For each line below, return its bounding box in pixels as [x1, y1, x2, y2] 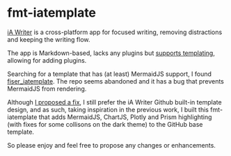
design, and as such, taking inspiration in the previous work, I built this [7, 105, 209, 114]
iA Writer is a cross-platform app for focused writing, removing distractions [7, 28, 223, 36]
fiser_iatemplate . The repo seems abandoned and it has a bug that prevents [7, 77, 225, 85]
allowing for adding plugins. [7, 56, 87, 64]
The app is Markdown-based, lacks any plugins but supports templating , [7, 49, 216, 57]
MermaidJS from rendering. [7, 84, 87, 93]
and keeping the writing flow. [7, 35, 90, 43]
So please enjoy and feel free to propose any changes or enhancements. [7, 141, 216, 149]
